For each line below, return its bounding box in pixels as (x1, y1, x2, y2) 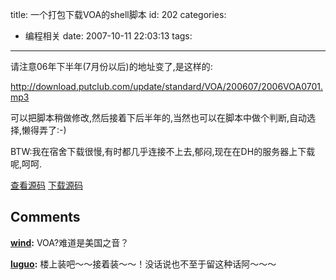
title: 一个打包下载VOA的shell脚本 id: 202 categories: (10, 9, 227, 20)
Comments (10, 209, 81, 226)
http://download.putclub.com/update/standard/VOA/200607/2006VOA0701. (10, 81, 324, 92)
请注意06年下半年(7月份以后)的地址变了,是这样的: (10, 61, 213, 72)
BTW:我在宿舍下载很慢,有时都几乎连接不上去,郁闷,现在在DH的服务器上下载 (10, 146, 316, 157)
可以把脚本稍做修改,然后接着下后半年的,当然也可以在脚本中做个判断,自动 (10, 112, 308, 123)
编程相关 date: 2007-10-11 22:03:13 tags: (24, 30, 193, 42)
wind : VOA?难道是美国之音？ (10, 236, 130, 248)
